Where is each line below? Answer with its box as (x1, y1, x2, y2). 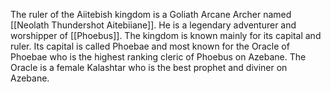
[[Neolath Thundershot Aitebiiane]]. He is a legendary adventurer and (10, 19, 297, 31)
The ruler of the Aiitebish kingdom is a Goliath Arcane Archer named (10, 9, 292, 20)
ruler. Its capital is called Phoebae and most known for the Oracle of (10, 40, 290, 52)
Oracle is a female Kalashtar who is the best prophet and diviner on (10, 62, 288, 73)
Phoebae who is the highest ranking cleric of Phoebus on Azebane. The (10, 51, 307, 63)
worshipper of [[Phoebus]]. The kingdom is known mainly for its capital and (10, 30, 322, 41)
